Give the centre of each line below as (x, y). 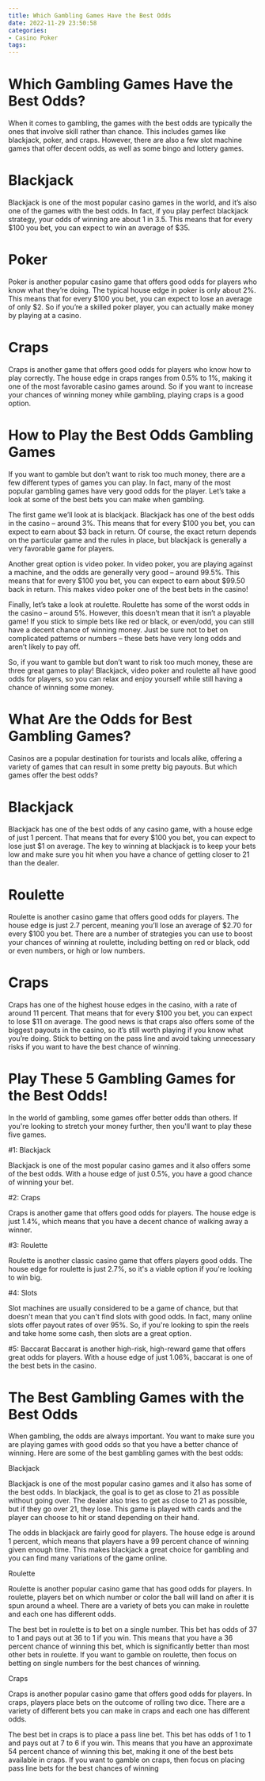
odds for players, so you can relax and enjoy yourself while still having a (125, 678)
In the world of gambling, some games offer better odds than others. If (123, 1117)
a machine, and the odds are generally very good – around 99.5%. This (124, 572)
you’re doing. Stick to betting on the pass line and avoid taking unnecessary (132, 1038)
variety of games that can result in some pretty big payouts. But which (123, 766)
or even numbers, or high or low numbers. (77, 950)
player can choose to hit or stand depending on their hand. (104, 1518)
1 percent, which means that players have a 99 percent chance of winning (129, 1541)
